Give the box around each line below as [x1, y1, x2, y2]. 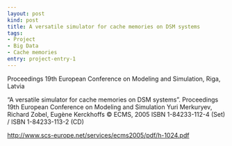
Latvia [7, 81, 25, 90]
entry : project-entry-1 [7, 56, 76, 63]
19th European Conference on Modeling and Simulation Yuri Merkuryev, [7, 102, 213, 111]
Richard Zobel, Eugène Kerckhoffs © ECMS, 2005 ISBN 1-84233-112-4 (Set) [7, 110, 226, 118]
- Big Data [7, 42, 39, 49]
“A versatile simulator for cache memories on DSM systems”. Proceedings [7, 95, 219, 104]
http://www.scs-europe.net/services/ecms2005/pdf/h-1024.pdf [7, 131, 190, 139]
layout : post [7, 10, 45, 17]
